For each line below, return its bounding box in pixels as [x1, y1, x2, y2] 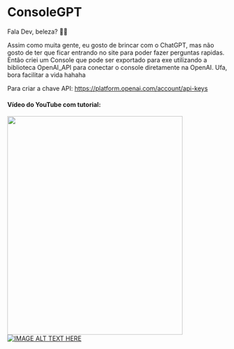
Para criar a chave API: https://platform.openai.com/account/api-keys [7, 84, 208, 92]
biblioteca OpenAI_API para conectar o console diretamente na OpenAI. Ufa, [7, 63, 228, 71]
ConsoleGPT [7, 4, 83, 20]
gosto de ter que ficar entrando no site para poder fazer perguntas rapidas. [7, 48, 225, 57]
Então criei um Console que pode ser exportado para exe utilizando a [7, 55, 207, 64]
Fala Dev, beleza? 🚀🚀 [7, 27, 68, 36]
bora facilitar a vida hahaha [7, 71, 86, 79]
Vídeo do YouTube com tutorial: [7, 100, 102, 108]
